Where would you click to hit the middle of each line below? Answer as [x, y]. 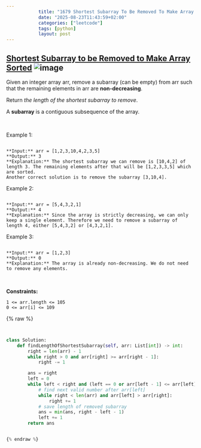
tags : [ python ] [57, 28]
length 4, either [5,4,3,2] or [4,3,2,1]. [60, 225]
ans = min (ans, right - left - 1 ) [81, 412]
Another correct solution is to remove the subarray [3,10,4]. [87, 177]
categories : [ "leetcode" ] [70, 23]
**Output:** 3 [24, 156]
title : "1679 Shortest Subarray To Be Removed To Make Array [116, 12]
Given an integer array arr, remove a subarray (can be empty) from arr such [99, 82]
